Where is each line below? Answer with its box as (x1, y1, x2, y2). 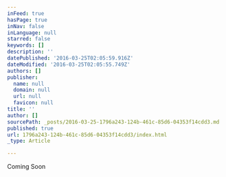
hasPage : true (7, 16, 48, 23)
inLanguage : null (7, 29, 57, 36)
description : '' (7, 49, 54, 56)
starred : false (7, 36, 51, 43)
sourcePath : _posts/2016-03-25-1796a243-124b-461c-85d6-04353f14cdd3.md (7, 118, 220, 126)
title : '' (7, 106, 36, 113)
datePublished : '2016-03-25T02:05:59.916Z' (7, 55, 134, 62)
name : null (13, 80, 45, 87)
